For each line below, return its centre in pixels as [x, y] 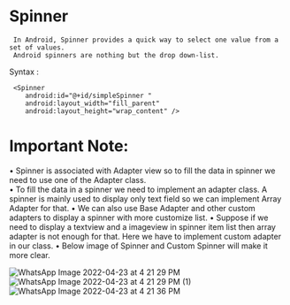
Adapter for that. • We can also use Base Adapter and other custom [133, 208]
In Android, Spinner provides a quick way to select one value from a [145, 40]
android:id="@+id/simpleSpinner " [88, 95]
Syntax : [24, 72]
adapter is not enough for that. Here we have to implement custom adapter [145, 236]
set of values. [37, 47]
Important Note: [69, 146]
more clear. [30, 255]
